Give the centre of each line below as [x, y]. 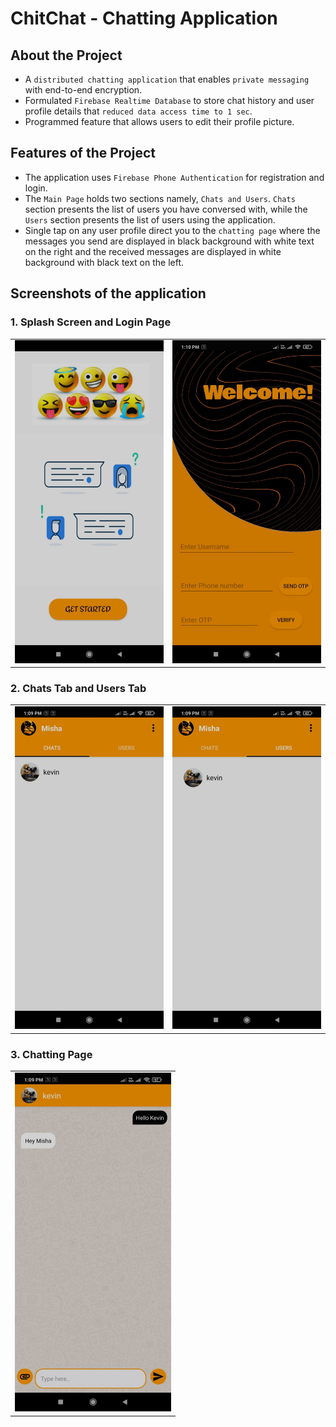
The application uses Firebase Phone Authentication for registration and [174, 177]
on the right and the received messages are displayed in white [153, 251]
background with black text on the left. [104, 262]
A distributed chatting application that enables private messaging [167, 79]
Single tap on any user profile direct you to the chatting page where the [172, 230]
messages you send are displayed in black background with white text [169, 241]
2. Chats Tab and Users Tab [78, 688]
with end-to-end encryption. [83, 90]
